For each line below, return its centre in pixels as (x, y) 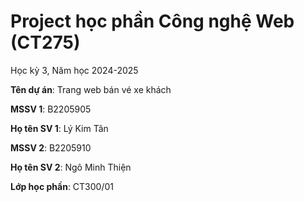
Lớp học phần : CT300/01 (62, 186)
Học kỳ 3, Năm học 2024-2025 (74, 70)
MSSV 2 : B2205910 (51, 147)
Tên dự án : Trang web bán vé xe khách (91, 89)
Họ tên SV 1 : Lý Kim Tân (59, 128)
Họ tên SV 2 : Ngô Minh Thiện (71, 167)
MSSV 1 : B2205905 (51, 109)
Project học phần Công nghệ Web (152, 21)
